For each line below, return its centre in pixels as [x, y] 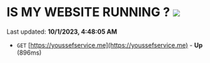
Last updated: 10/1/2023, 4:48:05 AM [62, 31]
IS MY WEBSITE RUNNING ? [89, 12]
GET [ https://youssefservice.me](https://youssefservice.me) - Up [110, 45]
